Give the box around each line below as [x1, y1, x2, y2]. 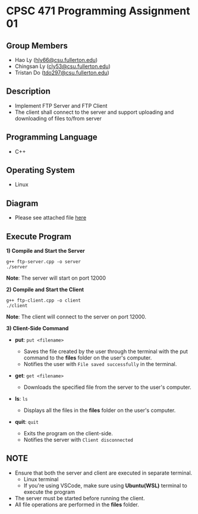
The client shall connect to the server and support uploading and [14, 109, 174, 116]
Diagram [6, 198, 39, 208]
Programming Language [6, 132, 98, 143]
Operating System [6, 165, 76, 175]
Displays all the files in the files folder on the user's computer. [23, 407, 176, 414]
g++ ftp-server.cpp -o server [6, 259, 81, 265]
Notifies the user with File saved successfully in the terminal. [23, 361, 177, 368]
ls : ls [14, 395, 28, 402]
